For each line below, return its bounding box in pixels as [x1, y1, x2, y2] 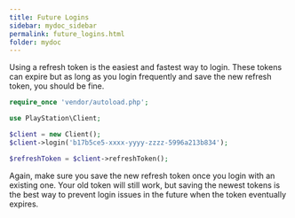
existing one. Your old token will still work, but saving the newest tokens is [9, 179, 281, 191]
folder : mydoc [9, 37, 62, 47]
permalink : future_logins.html [9, 29, 125, 38]
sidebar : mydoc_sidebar [9, 21, 98, 30]
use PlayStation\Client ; [9, 114, 101, 123]
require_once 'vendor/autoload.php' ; [9, 98, 149, 107]
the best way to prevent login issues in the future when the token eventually [9, 189, 287, 199]
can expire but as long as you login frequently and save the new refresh [9, 72, 272, 82]
